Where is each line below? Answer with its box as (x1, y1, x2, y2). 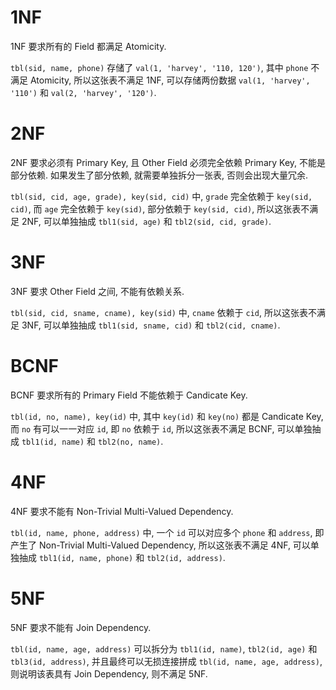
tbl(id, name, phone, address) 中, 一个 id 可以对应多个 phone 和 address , (10, 526, 313, 538)
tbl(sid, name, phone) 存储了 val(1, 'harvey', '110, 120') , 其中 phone (10, 61, 309, 73)
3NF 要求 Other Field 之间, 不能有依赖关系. (10, 285, 185, 297)
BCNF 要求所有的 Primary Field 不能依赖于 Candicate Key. (10, 389, 248, 401)
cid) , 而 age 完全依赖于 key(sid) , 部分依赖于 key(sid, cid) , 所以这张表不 (10, 202, 310, 215)
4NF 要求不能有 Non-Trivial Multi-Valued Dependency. (10, 505, 234, 517)
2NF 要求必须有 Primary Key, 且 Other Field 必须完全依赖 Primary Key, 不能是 (10, 156, 326, 168)
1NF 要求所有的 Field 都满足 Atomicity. (10, 40, 167, 52)
